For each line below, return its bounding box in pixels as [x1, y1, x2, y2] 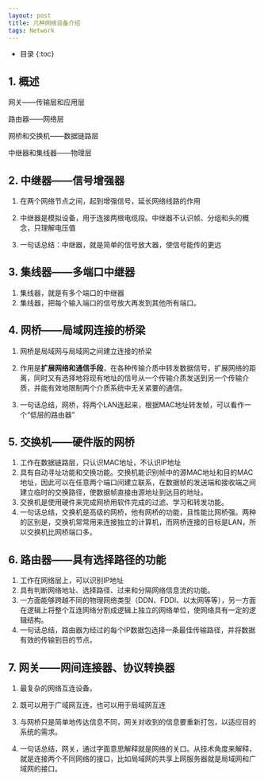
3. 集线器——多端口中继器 [8, 266, 136, 279]
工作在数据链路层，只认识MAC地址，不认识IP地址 [19, 458, 182, 468]
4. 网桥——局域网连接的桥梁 [8, 324, 146, 337]
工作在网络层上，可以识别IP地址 [19, 576, 124, 585]
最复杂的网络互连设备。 [19, 683, 97, 693]
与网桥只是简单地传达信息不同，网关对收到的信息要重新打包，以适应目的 [19, 717, 256, 727]
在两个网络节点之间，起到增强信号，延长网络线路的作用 [19, 196, 201, 205]
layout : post [8, 11, 52, 20]
